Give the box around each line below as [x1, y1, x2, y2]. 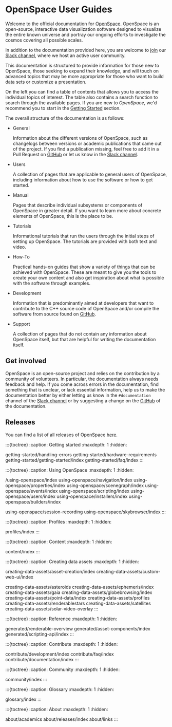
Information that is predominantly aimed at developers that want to [12, 300, 154, 306]
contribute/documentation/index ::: [5, 656, 79, 662]
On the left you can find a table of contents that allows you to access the [5, 88, 159, 95]
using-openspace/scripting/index [59, 488, 130, 494]
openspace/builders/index [5, 498, 61, 505]
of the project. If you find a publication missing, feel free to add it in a [12, 145, 159, 152]
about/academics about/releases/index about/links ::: [5, 716, 118, 722]
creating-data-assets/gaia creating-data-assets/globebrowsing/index [5, 589, 152, 595]
